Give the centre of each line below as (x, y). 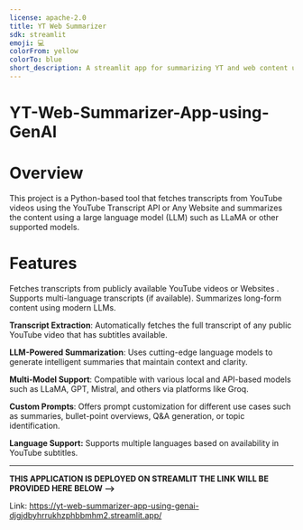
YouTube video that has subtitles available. (89, 334)
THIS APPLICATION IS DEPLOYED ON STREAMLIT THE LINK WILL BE (139, 479)
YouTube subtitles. (44, 452)
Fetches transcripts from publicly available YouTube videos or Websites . (144, 288)
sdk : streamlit (38, 34)
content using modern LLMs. (63, 307)
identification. (35, 425)
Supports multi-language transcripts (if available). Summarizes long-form (146, 298)
